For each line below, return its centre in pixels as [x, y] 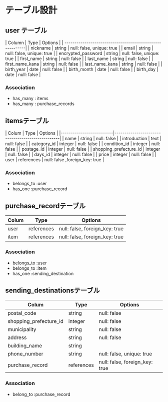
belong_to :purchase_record [41, 394]
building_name [25, 346]
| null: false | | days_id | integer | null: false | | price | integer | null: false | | [81, 154]
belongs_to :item [29, 268]
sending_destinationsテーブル [52, 290]
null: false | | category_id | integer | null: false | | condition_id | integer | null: [83, 144]
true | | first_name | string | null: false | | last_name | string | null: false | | [79, 59]
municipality [22, 329]
